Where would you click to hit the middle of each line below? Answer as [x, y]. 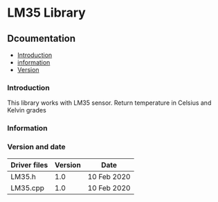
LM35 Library [47, 13]
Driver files [29, 165]
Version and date [36, 147]
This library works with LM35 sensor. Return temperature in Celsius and [109, 103]
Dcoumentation [42, 39]
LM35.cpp [28, 187]
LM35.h [24, 176]
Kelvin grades [27, 110]
